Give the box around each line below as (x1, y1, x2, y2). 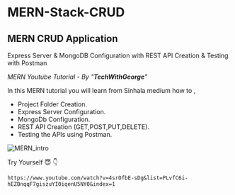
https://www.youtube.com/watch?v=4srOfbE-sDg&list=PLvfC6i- (7, 174, 189, 182)
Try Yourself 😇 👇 (7, 158, 58, 167)
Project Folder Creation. (17, 100, 87, 108)
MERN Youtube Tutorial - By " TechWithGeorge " (7, 72, 148, 81)
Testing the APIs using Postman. (17, 130, 113, 138)
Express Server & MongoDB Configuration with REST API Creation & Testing (7, 51, 229, 60)
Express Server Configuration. (17, 108, 106, 116)
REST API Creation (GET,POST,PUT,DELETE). (17, 123, 150, 131)
